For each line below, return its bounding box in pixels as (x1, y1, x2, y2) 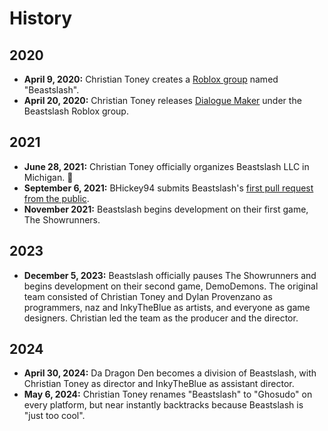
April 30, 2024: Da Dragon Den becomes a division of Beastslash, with (23, 367, 317, 379)
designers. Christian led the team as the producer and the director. (23, 312, 299, 324)
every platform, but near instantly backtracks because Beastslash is (23, 399, 304, 411)
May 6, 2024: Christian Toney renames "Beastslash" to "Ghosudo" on (23, 388, 313, 401)
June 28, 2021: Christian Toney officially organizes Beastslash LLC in (23, 160, 310, 172)
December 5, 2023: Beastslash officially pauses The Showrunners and (23, 269, 317, 281)
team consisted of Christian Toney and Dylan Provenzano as (23, 290, 273, 302)
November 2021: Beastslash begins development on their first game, (23, 203, 309, 215)
